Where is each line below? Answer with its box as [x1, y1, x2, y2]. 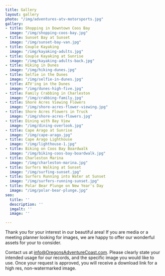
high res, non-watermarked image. [5, 265, 76, 272]
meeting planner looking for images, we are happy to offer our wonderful [5, 235, 155, 241]
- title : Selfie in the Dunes [5, 72, 68, 77]
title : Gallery [5, 7, 37, 12]
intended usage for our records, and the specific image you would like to [5, 255, 155, 261]
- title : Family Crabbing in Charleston [5, 91, 91, 96]
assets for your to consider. [5, 240, 61, 246]
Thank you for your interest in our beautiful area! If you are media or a [5, 229, 149, 235]
